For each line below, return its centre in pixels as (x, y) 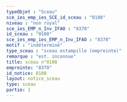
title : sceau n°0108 (32, 62)
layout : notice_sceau (33, 79)
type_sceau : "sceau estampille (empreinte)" (64, 51)
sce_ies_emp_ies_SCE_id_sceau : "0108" (56, 17)
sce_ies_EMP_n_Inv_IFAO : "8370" (48, 28)
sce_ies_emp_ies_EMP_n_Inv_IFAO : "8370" (59, 40)
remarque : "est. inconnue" (41, 56)
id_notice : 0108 (26, 73)
